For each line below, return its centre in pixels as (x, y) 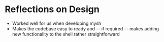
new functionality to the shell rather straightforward (66, 34)
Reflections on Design (52, 9)
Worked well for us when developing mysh (57, 23)
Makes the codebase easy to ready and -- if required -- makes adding (86, 28)
